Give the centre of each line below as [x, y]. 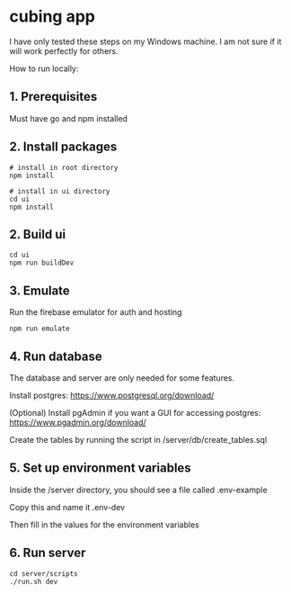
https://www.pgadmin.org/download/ [78, 422]
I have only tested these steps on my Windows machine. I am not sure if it [145, 41]
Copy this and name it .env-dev [67, 507]
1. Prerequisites [53, 97]
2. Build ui [37, 234]
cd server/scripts [44, 573]
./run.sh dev [34, 581]
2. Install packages [63, 147]
